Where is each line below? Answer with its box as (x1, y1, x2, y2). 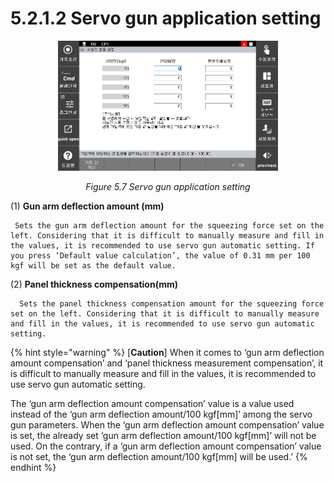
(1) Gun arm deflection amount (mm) (10, 200, 165, 212)
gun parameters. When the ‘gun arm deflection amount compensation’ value (10, 419, 325, 431)
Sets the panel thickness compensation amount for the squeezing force (19, 299, 325, 309)
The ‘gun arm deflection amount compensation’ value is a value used (10, 398, 295, 410)
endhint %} (10, 462, 57, 474)
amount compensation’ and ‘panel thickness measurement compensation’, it (10, 357, 324, 369)
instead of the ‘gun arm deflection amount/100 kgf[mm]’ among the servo (10, 408, 313, 421)
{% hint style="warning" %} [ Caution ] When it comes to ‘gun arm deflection (10, 347, 325, 359)
